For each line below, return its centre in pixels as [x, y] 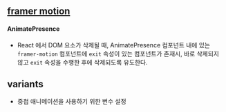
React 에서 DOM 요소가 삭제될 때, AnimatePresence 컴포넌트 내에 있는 [114, 45]
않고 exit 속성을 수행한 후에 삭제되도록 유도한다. [82, 62]
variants [25, 84]
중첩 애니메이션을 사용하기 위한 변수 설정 [72, 102]
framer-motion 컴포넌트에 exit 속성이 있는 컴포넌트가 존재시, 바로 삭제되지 [118, 54]
